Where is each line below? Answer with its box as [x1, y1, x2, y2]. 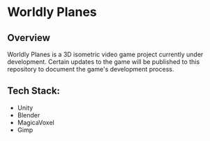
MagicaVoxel [17, 118, 54, 126]
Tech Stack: [7, 85, 61, 97]
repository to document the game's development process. [7, 65, 174, 73]
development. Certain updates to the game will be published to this [7, 58, 200, 66]
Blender [17, 110, 40, 119]
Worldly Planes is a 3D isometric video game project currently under [7, 50, 204, 58]
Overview [7, 32, 51, 44]
